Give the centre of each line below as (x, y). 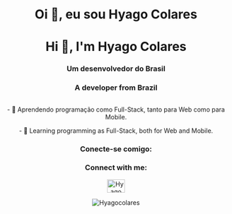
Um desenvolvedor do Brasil (116, 69)
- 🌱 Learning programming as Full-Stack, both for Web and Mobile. (116, 131)
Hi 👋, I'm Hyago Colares (116, 47)
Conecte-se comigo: (116, 149)
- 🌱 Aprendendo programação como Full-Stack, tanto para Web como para (116, 109)
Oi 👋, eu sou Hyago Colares (116, 14)
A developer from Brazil (116, 88)
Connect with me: (116, 167)
